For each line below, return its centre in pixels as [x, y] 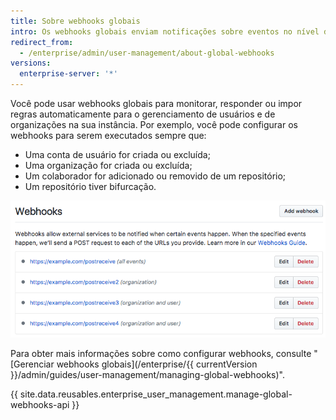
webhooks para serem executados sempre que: [108, 135]
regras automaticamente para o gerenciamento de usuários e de [143, 114]
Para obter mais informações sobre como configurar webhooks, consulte [161, 354]
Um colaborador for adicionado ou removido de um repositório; [155, 176]
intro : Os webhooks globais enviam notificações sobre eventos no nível [165, 31]
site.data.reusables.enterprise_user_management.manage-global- [156, 394]
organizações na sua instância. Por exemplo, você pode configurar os [154, 124]
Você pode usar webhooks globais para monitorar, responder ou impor [156, 103]
